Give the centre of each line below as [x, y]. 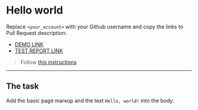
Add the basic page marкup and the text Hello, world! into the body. [90, 101]
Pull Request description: [36, 33]
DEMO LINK [29, 44]
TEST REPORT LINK [39, 50]
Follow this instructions [49, 62]
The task [23, 86]
